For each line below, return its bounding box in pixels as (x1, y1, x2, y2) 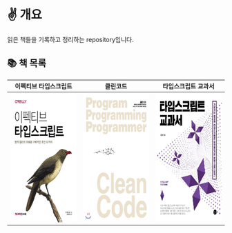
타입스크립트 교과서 (162, 82, 215, 90)
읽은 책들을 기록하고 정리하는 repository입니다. (7, 35, 135, 43)
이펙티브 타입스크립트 (14, 82, 72, 90)
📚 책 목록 (7, 57, 46, 70)
